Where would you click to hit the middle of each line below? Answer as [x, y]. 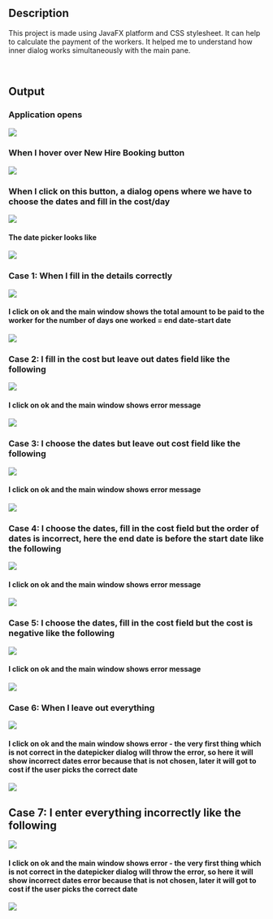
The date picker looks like [53, 237]
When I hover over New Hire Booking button [97, 153]
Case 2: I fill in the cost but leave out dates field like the [119, 359]
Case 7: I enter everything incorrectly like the [125, 812]
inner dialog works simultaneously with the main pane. [100, 50]
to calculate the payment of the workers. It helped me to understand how [131, 41]
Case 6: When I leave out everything [82, 708]
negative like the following [62, 634]
